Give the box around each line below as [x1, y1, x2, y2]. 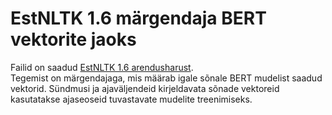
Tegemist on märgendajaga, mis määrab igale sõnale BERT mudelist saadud [10, 72, 323, 84]
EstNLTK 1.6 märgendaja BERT [10, 7, 267, 30]
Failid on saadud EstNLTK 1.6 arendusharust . [10, 61, 194, 73]
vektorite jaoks [10, 28, 137, 51]
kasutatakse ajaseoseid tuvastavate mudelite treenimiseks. [10, 93, 253, 105]
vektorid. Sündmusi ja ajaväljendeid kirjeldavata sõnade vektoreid [10, 82, 280, 94]
